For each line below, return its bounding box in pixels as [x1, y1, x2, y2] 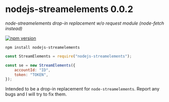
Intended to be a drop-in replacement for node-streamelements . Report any [5, 86, 160, 92]
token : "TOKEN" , [14, 72, 49, 77]
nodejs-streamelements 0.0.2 [5, 4, 134, 15]
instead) [5, 25, 23, 31]
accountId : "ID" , [14, 67, 51, 72]
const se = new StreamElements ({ [5, 63, 76, 68]
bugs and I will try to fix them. [5, 91, 67, 97]
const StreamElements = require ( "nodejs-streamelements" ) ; [5, 54, 132, 59]
